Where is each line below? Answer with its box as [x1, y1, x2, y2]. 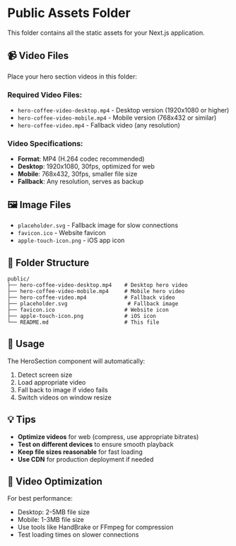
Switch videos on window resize [17, 393, 112, 402]
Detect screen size [17, 370, 73, 379]
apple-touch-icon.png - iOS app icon [17, 236, 125, 245]
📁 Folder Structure [7, 256, 90, 268]
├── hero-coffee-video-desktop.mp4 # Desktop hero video [7, 281, 189, 288]
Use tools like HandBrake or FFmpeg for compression [17, 523, 174, 532]
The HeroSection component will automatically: [7, 356, 146, 365]
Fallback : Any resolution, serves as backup [17, 177, 144, 186]
